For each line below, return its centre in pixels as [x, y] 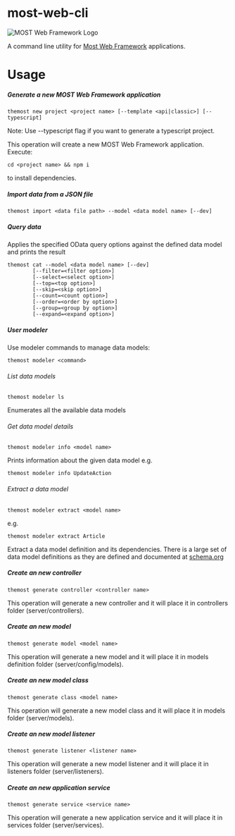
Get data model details [40, 426]
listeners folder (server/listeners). [56, 772]
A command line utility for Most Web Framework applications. [96, 46]
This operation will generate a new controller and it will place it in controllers [118, 603]
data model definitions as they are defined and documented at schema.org [115, 557]
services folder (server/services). [56, 825]
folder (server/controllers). [46, 610]
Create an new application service [59, 788]
